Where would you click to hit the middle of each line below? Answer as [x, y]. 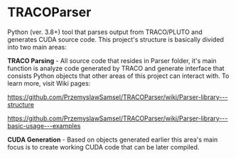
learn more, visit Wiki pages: [49, 83]
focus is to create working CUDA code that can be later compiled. [103, 147]
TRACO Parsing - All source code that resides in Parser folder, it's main [112, 60]
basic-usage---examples [44, 125]
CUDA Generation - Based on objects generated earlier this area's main [113, 140]
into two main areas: [37, 47]
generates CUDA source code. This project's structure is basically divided [116, 39]
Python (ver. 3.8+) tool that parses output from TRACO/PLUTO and [105, 32]
